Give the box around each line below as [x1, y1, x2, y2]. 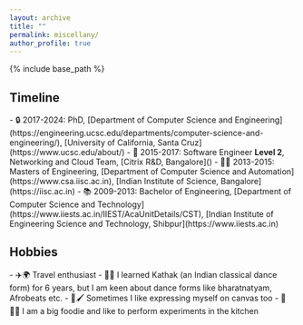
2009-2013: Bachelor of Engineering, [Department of [93, 186, 292, 197]
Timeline [9, 90, 61, 105]
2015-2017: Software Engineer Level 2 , [140, 147, 285, 158]
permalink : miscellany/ [9, 30, 100, 39]
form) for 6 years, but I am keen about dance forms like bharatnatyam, [9, 282, 272, 293]
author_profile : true [9, 38, 92, 48]
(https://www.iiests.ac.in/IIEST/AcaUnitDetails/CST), [9, 209, 204, 220]
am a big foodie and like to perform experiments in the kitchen [26, 305, 259, 316]
